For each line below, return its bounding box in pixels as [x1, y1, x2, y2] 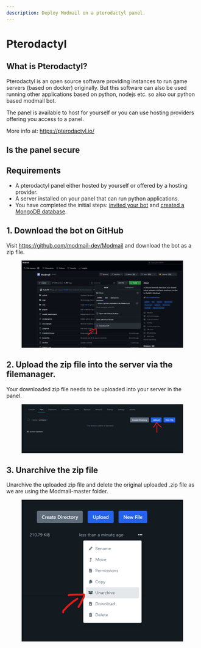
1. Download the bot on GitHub [6, 226, 124, 236]
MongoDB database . [15, 208, 67, 215]
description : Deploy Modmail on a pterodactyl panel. [6, 10, 146, 16]
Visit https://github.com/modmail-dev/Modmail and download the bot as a [6, 241, 192, 249]
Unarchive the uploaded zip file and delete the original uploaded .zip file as [6, 481, 195, 488]
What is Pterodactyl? [6, 61, 88, 72]
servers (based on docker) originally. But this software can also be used [6, 84, 187, 91]
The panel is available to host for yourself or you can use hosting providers [6, 109, 194, 116]
